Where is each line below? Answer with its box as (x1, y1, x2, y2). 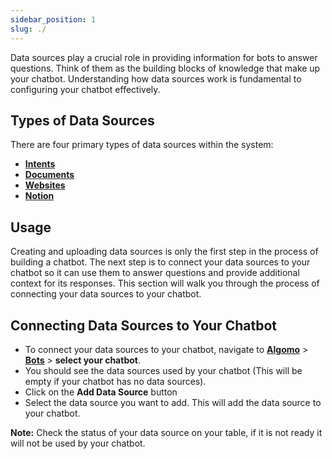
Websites (24, 179, 66, 191)
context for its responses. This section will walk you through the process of (10, 277, 320, 290)
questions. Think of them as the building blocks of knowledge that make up (10, 62, 321, 74)
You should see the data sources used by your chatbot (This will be (24, 364, 303, 376)
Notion (24, 190, 55, 202)
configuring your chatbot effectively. (10, 83, 161, 95)
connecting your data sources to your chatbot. (10, 288, 202, 300)
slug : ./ (10, 24, 47, 34)
